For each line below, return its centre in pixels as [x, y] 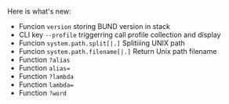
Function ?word [43, 93]
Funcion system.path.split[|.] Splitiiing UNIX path [102, 43]
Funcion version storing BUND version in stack [94, 26]
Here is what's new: [39, 11]
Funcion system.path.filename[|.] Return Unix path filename [118, 51]
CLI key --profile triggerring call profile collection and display [120, 35]
